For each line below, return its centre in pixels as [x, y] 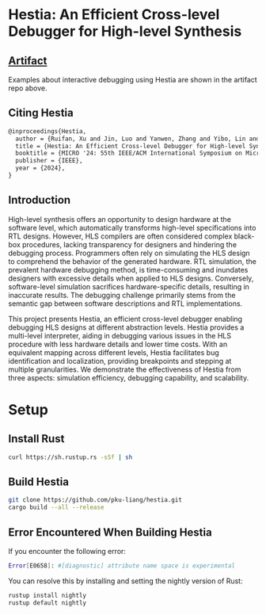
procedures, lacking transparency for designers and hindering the [130, 244]
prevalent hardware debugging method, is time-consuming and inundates [128, 269]
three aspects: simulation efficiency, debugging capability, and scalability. [129, 377]
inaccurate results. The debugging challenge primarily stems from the [122, 295]
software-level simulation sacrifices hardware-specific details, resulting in [129, 286]
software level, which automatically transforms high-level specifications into [132, 227]
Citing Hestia [41, 113]
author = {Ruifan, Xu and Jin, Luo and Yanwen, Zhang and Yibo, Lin [131, 139]
